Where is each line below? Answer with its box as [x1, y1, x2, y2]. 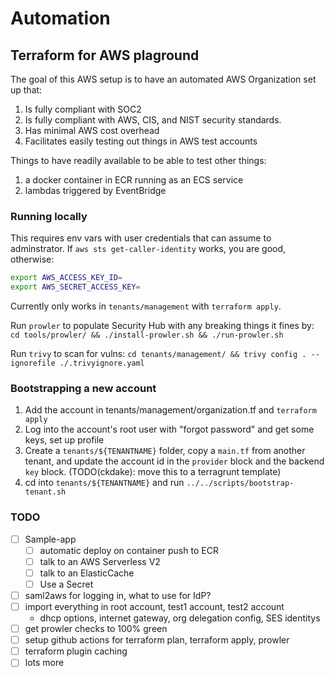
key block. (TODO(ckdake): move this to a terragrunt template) [24, 466, 282, 478]
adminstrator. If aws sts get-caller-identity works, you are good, [10, 243, 287, 255]
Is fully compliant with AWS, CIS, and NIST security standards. [24, 114, 282, 126]
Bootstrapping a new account [10, 381, 157, 395]
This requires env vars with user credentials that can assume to [10, 232, 272, 244]
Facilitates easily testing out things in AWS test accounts [24, 135, 258, 147]
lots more [24, 657, 65, 669]
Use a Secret [39, 578, 94, 590]
